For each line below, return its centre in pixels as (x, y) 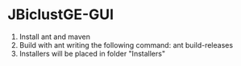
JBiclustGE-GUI (61, 15)
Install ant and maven (54, 37)
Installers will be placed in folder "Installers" (92, 53)
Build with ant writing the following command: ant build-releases (126, 45)
